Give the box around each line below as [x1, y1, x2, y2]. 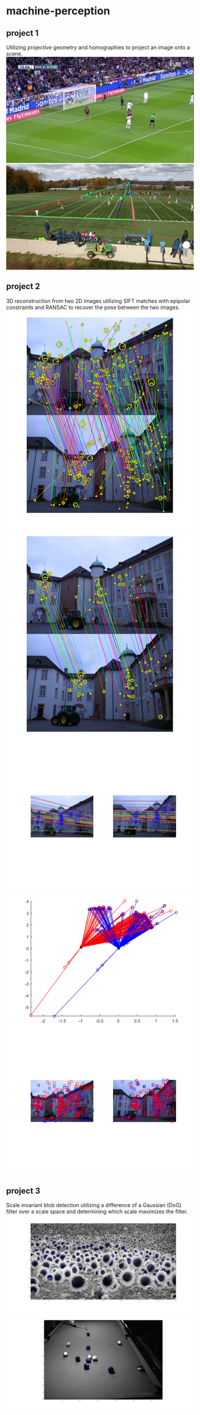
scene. [6, 50, 23, 57]
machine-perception [6, 4, 110, 18]
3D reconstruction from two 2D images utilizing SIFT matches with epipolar [6, 297, 190, 304]
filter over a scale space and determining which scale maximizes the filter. [6, 1208, 188, 1215]
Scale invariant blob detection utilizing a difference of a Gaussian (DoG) [6, 1202, 182, 1209]
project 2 [6, 281, 40, 292]
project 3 [6, 1186, 40, 1196]
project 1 [6, 28, 39, 38]
